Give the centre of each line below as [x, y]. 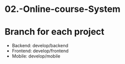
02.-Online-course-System [62, 9]
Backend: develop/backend [40, 46]
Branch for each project [55, 32]
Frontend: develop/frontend [40, 51]
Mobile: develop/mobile [36, 56]
